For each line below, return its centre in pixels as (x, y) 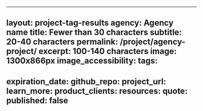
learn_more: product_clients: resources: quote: (97, 91)
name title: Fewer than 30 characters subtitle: (94, 32)
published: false (37, 100)
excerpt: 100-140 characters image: (108, 51)
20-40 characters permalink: (62, 42)
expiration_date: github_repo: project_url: (86, 82)
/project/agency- (153, 42)
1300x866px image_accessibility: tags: (82, 61)
